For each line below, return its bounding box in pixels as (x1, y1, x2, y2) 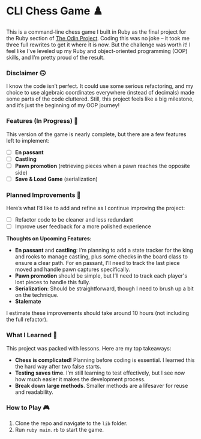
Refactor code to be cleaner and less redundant (14, 216, 133, 223)
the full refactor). (6, 316, 48, 323)
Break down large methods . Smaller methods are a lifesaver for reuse (14, 382, 188, 389)
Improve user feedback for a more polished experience (14, 223, 151, 230)
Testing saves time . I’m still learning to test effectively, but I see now (14, 369, 185, 376)
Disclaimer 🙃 (6, 69, 46, 77)
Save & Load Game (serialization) (14, 175, 98, 182)
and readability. (14, 388, 53, 396)
